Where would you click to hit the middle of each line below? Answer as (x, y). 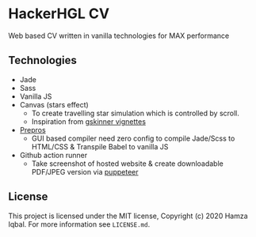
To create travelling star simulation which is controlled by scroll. (136, 113)
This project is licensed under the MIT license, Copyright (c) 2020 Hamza (128, 216)
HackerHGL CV (59, 14)
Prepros (32, 130)
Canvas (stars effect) (54, 104)
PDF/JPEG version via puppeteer (85, 171)
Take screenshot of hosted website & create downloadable (127, 164)
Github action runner (53, 155)
